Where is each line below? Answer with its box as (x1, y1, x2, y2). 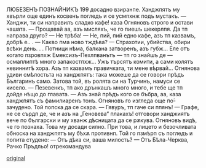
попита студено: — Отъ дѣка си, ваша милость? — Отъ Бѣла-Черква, (6, 136, 189, 143)
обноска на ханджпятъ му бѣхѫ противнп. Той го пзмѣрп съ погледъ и (6, 129, 193, 137)
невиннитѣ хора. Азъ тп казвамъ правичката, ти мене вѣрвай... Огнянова (6, 64, 200, 72)
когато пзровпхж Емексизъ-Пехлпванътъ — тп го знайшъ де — (6, 52, 173, 58)
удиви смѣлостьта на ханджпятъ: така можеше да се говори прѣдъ (6, 71, 184, 78)
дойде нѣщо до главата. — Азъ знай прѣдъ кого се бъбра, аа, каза (6, 91, 181, 97)
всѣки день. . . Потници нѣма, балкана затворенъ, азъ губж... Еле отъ (6, 45, 190, 52)
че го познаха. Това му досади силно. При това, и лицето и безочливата (6, 123, 197, 130)
